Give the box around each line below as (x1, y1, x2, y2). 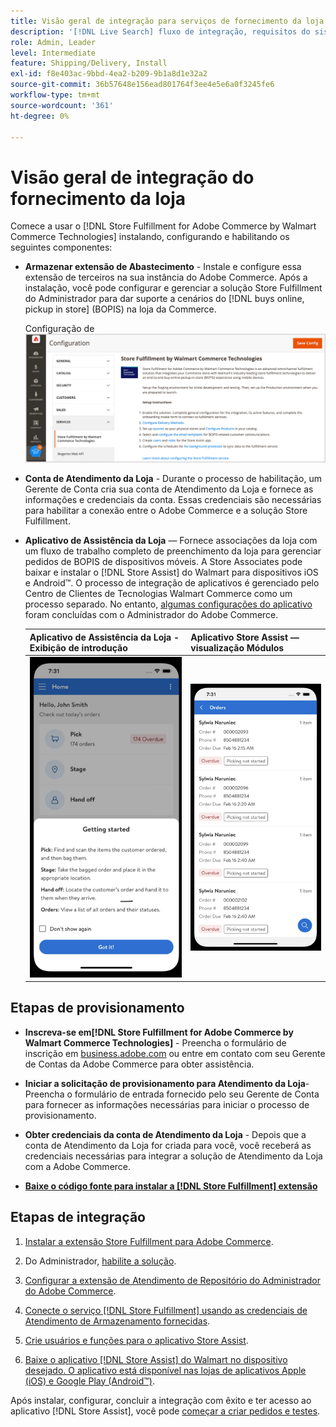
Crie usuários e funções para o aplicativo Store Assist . (24, 1334, 249, 1346)
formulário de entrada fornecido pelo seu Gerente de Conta (74, 1088, 320, 1100)
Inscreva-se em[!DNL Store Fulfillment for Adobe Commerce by (24, 1026, 294, 1038)
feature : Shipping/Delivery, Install (10, 58, 168, 69)
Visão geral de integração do (10, 166, 255, 189)
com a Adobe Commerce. (24, 1160, 132, 1172)
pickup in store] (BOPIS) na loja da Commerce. (24, 303, 217, 315)
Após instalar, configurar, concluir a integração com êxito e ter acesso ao (10, 1394, 312, 1406)
